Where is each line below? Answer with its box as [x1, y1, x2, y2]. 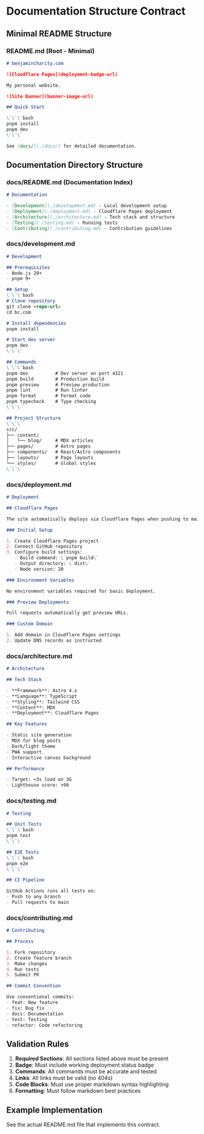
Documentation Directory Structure [6, 160, 143, 171]
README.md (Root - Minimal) [6, 47, 95, 55]
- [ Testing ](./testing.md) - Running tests [6, 220, 118, 226]
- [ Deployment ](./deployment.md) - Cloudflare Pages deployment [6, 208, 172, 215]
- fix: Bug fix [6, 1005, 45, 1011]
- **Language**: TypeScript [6, 693, 78, 699]
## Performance [6, 766, 45, 772]
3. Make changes [6, 960, 47, 966]
